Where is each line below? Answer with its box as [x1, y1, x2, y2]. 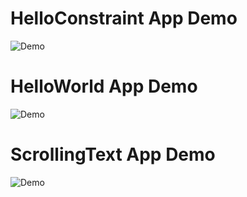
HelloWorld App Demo [10, 75, 198, 98]
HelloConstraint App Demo [10, 7, 238, 30]
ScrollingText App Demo [10, 143, 216, 166]
